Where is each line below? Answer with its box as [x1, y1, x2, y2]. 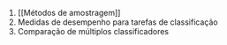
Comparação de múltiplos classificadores [17, 26, 170, 36]
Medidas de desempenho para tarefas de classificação [17, 17, 218, 27]
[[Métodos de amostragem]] [17, 8, 121, 18]
